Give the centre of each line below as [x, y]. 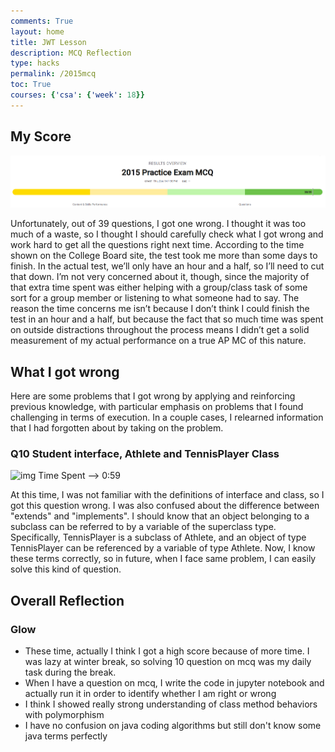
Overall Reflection [67, 600]
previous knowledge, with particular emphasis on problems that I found [157, 407]
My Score [41, 136]
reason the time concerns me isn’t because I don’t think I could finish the [160, 309]
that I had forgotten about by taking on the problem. [117, 428]
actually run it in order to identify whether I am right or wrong [150, 694]
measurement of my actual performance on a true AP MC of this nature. [158, 341]
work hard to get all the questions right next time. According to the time [157, 245]
